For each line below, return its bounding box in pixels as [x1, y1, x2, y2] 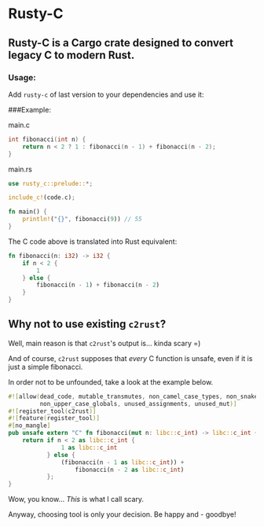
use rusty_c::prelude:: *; [8, 179, 93, 187]
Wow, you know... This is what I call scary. [8, 495, 144, 504]
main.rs [8, 164, 33, 174]
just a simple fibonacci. [8, 362, 83, 371]
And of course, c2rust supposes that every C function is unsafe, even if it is [8, 353, 253, 363]
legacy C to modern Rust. [8, 48, 135, 61]
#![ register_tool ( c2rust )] [8, 407, 97, 415]
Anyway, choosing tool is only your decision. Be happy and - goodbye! [8, 510, 236, 519]
